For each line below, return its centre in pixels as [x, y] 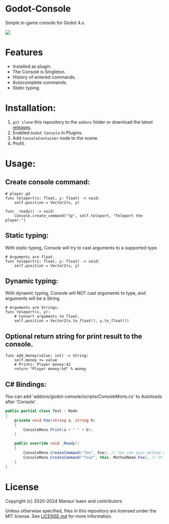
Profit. [19, 143]
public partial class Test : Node [41, 411]
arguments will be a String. [33, 298]
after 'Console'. [21, 402]
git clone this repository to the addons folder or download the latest [83, 122]
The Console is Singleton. [39, 71]
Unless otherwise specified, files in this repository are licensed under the [81, 510]
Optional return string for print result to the [74, 336]
